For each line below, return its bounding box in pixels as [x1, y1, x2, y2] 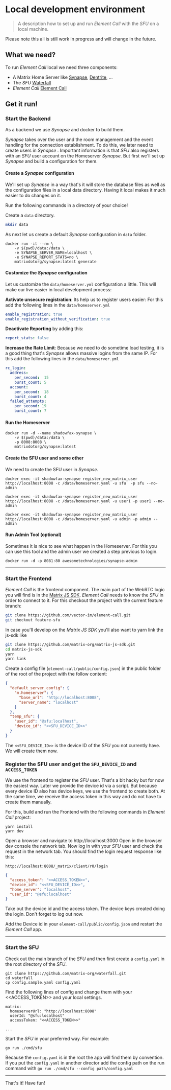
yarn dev [5, 829, 24, 834]
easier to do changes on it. [5, 192, 62, 198]
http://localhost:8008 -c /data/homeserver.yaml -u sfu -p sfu [5, 480, 145, 486]
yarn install [5, 824, 33, 829]
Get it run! [5, 100, 38, 108]
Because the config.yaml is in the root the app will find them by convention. [5, 1054, 164, 1060]
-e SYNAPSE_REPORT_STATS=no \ [14, 254, 79, 260]
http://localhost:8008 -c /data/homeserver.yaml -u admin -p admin [5, 516, 152, 522]
